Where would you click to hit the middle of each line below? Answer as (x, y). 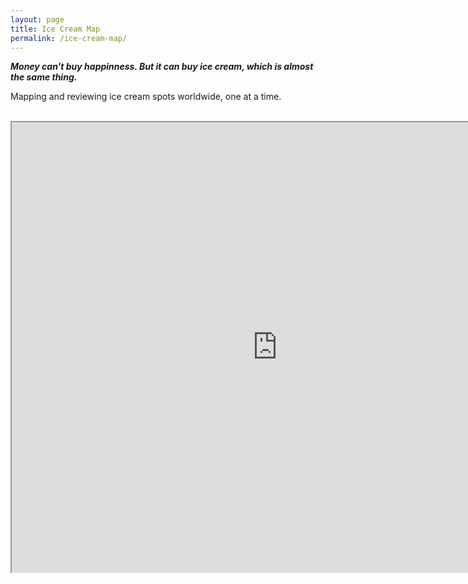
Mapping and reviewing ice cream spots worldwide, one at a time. (146, 97)
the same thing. (44, 77)
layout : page (37, 19)
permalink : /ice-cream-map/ (69, 38)
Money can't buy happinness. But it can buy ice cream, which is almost (162, 67)
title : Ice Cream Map (55, 29)
